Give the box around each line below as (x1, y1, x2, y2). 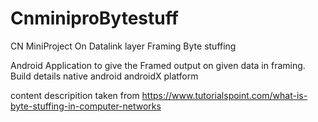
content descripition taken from (10, 89, 140, 101)
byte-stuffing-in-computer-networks (10, 100, 162, 112)
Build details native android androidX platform (10, 70, 199, 82)
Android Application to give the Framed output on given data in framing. (10, 59, 306, 71)
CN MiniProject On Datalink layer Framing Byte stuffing (10, 40, 237, 52)
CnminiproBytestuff (10, 7, 179, 30)
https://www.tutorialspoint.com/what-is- (141, 89, 308, 101)
